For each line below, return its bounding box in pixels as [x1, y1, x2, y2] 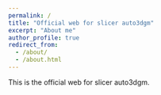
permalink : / [8, 11, 52, 20]
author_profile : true [8, 33, 80, 42]
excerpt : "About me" [8, 26, 77, 34]
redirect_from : [8, 41, 59, 49]
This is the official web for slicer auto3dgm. [8, 77, 150, 87]
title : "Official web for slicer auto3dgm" [8, 19, 155, 27]
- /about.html [15, 56, 62, 64]
